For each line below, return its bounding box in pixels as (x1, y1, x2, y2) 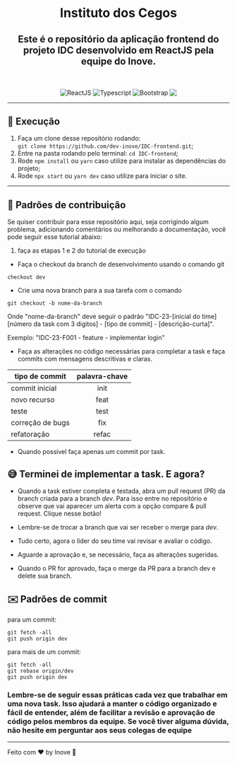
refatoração (11, 429, 50, 439)
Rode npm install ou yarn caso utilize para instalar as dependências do (17, 157, 226, 165)
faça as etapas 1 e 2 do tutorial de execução (17, 246, 146, 255)
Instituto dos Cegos (59, 5, 178, 21)
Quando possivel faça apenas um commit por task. (17, 448, 166, 456)
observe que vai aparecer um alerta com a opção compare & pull (17, 502, 207, 511)
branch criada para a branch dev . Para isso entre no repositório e (17, 494, 208, 503)
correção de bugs (11, 418, 71, 428)
